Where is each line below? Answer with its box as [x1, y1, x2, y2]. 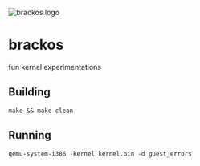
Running [8, 128, 52, 142]
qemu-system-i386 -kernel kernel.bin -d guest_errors [8, 149, 193, 158]
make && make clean [8, 107, 74, 115]
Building [8, 85, 51, 99]
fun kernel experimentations [8, 62, 102, 71]
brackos [8, 36, 64, 54]
